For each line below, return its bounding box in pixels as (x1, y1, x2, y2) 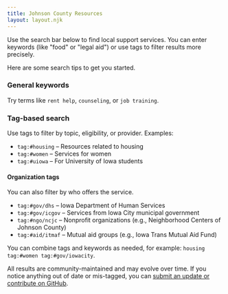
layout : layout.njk (7, 17, 63, 23)
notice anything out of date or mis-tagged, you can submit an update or (7, 272, 210, 280)
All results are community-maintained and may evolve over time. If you (7, 264, 207, 273)
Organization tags (7, 173, 60, 181)
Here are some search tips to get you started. (7, 63, 136, 72)
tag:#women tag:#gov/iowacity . (7, 251, 95, 260)
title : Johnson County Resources (7, 10, 103, 17)
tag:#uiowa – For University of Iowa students (16, 157, 143, 165)
